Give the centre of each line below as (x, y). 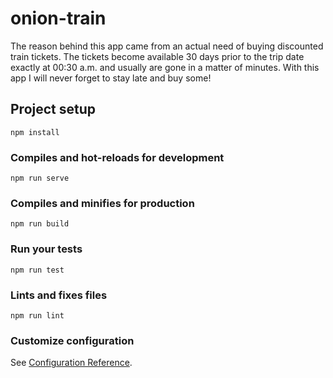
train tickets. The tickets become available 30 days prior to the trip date (157, 56)
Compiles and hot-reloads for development (117, 157)
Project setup (53, 109)
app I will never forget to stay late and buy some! (111, 78)
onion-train (58, 18)
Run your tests (46, 249)
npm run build (40, 224)
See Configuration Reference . (71, 363)
